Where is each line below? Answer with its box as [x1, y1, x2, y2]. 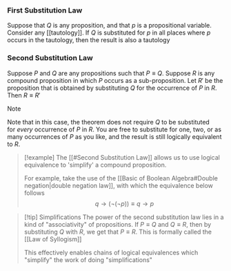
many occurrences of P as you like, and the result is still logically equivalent [7, 132, 222, 140]
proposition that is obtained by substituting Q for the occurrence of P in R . [7, 84, 217, 92]
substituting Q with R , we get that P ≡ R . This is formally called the [23, 227, 212, 236]
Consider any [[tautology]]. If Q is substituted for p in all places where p [7, 28, 211, 37]
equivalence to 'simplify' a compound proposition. [23, 160, 167, 169]
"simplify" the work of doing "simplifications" [23, 255, 153, 264]
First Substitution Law [7, 6, 83, 15]
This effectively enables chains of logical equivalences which [23, 248, 199, 256]
